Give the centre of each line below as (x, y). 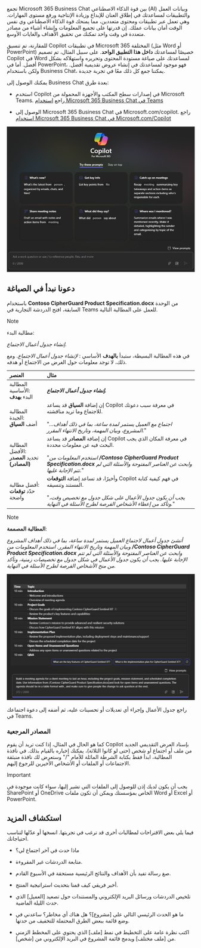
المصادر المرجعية (29, 731)
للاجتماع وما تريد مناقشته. (75, 411)
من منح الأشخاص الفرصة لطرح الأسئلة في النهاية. (61, 566)
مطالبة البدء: (21, 332)
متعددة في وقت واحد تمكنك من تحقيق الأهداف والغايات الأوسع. (76, 34)
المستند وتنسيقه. (65, 485)
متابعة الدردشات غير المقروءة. (49, 862)
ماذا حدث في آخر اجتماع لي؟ (47, 850)
